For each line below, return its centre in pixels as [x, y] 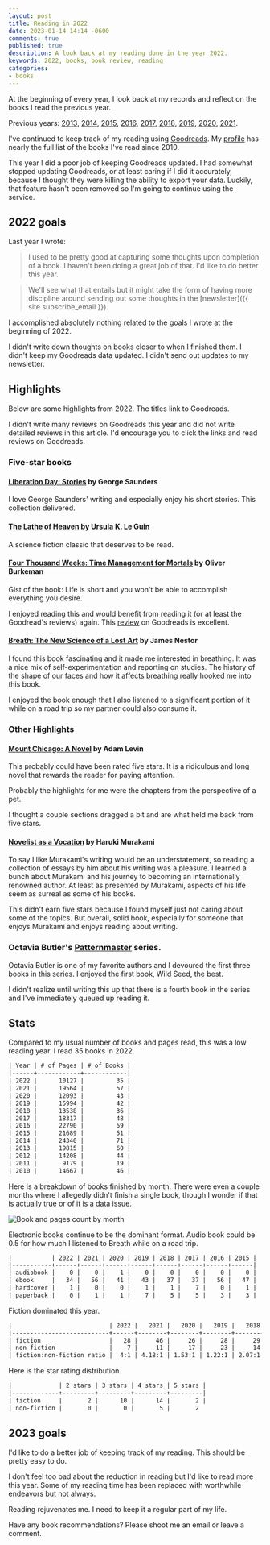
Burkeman [26, 571]
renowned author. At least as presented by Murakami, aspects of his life [127, 885]
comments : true [34, 38]
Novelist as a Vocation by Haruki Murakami [82, 841]
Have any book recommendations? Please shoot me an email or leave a [127, 1525]
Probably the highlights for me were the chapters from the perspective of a [132, 791]
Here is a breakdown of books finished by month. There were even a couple [134, 1186]
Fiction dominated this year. [54, 1310]
